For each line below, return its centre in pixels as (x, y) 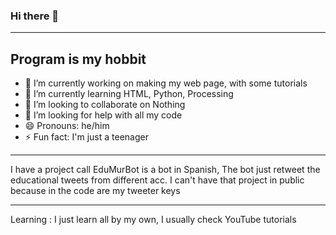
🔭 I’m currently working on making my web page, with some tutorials (166, 83)
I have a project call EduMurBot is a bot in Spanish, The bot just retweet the (165, 170)
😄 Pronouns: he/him (67, 126)
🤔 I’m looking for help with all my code (103, 115)
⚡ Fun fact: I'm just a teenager (86, 137)
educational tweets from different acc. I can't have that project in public (157, 180)
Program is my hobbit (78, 59)
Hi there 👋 (35, 16)
